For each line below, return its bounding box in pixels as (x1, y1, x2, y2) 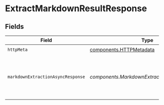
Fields (5, 22, 24, 31)
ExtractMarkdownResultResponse (5, 3, 147, 14)
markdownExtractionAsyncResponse (7, 74, 85, 80)
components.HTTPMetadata (89, 46, 155, 53)
